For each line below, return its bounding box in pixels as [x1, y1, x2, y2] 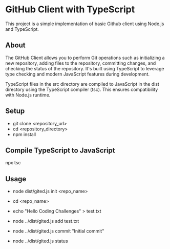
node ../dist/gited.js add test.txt [12, 218, 79, 224]
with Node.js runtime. [5, 91, 51, 98]
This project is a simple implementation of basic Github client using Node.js [5, 21, 164, 27]
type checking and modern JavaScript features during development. [5, 71, 150, 77]
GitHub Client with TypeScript [5, 4, 135, 15]
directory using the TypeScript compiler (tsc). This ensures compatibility [5, 86, 158, 92]
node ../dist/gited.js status [12, 238, 68, 244]
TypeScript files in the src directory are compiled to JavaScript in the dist [5, 81, 160, 87]
